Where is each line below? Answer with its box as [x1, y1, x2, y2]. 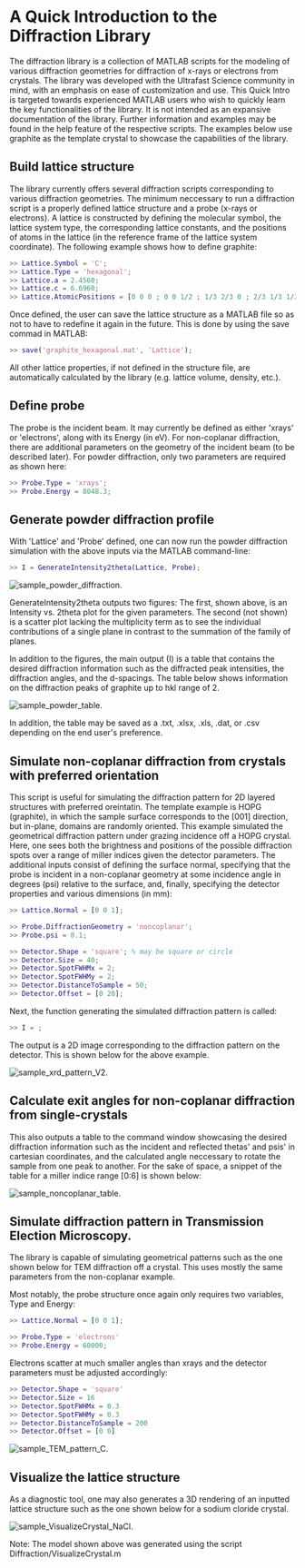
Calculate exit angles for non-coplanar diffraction [9, 1093, 296, 1109]
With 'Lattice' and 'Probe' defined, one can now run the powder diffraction [9, 536, 288, 547]
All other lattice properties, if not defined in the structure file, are [9, 362, 251, 373]
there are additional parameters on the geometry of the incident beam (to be [9, 441, 295, 452]
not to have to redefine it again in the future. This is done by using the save [9, 319, 290, 330]
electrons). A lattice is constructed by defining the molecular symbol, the [9, 212, 281, 223]
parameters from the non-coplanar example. [9, 1271, 175, 1282]
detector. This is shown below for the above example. [9, 1049, 210, 1060]
